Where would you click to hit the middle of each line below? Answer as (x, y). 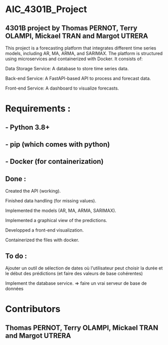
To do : (16, 256)
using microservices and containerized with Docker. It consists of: (74, 59)
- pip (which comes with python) (58, 144)
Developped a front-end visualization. (45, 230)
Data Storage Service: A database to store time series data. (67, 69)
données (14, 288)
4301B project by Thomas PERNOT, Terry (71, 28)
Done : (16, 179)
